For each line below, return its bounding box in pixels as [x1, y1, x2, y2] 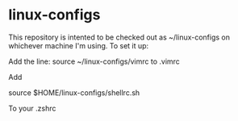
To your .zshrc [8, 103, 56, 113]
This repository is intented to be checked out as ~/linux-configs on [8, 32, 231, 42]
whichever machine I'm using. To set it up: [8, 40, 149, 50]
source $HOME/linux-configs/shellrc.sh [8, 87, 140, 98]
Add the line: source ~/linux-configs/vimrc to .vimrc [8, 56, 180, 66]
